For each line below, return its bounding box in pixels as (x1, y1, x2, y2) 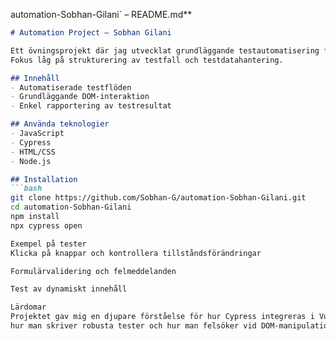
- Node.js (10, 156, 52, 166)
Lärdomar (10, 302, 47, 313)
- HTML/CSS (10, 147, 56, 157)
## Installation (10, 174, 78, 184)
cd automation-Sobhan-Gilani (10, 202, 132, 213)
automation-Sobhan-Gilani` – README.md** (10, 9, 193, 20)
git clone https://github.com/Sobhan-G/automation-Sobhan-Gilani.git (10, 193, 307, 203)
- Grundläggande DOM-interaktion (10, 92, 150, 102)
